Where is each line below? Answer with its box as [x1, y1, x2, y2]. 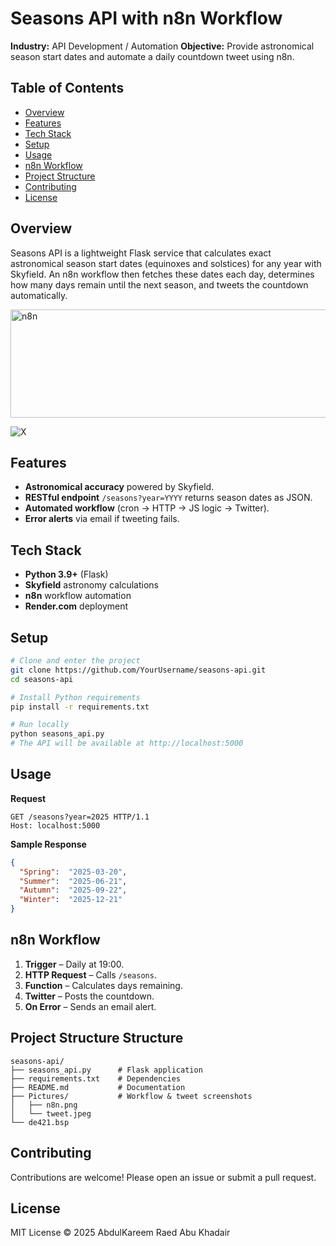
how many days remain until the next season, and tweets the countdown [10, 278, 309, 291]
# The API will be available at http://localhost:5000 [10, 738, 244, 749]
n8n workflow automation [24, 590, 132, 602]
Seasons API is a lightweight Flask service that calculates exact [10, 247, 272, 259]
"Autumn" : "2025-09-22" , [19, 885, 128, 896]
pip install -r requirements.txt [10, 702, 150, 712]
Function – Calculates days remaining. [24, 979, 183, 991]
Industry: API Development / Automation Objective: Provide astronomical [10, 40, 315, 52]
